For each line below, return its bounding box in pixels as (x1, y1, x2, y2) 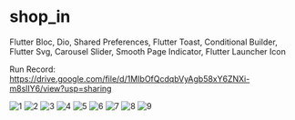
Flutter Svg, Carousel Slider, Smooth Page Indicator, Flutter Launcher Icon (9, 45, 287, 56)
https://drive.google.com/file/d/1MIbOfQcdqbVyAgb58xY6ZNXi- (9, 73, 250, 84)
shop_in (9, 6, 71, 27)
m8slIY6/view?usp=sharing (9, 83, 112, 94)
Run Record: (9, 64, 56, 75)
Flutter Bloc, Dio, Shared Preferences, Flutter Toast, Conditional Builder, (9, 36, 278, 47)
